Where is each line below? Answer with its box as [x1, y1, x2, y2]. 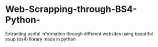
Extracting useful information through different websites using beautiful [5, 30, 153, 36]
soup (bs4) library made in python [5, 36, 76, 42]
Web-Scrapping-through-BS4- [5, 3, 137, 15]
